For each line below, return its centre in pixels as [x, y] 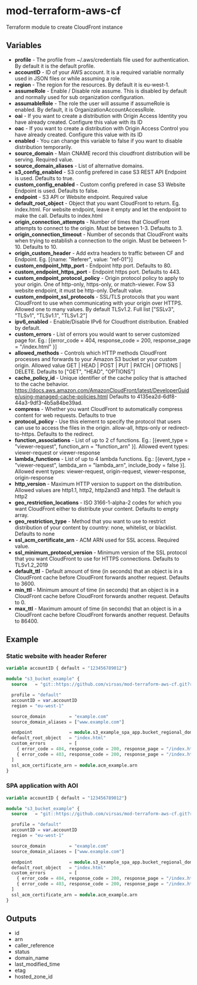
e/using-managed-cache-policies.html [61, 396]
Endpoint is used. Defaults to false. [57, 190]
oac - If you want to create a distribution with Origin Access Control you [101, 128]
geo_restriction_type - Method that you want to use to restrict [90, 521]
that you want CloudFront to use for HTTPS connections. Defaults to [97, 558]
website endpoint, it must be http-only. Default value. [79, 290]
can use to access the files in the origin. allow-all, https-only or [91, 427]
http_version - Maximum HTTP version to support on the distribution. [98, 484]
